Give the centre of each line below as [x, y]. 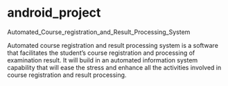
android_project [54, 13]
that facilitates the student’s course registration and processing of [101, 53]
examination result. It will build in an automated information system [103, 60]
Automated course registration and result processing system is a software [113, 45]
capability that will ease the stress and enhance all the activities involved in [114, 67]
